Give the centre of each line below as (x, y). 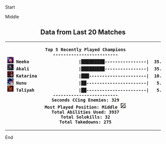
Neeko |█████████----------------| (83, 62)
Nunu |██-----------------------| (83, 83)
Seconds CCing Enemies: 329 (85, 100)
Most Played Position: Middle (81, 107)
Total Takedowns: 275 (85, 122)
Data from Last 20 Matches (83, 32)
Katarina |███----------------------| (83, 76)
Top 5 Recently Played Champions (85, 50)
